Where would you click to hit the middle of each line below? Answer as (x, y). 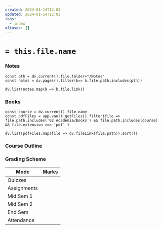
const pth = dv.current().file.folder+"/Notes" (55, 76)
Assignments (23, 188)
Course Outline (24, 146)
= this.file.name (41, 52)
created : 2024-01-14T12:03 (33, 10)
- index (18, 23)
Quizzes (17, 180)
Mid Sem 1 (20, 196)
